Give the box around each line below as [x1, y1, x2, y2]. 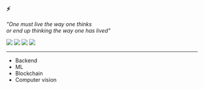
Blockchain [15, 70, 43, 77]
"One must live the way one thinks [6, 21, 92, 28]
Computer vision [15, 76, 57, 84]
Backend [15, 57, 38, 64]
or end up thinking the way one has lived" [6, 27, 111, 35]
